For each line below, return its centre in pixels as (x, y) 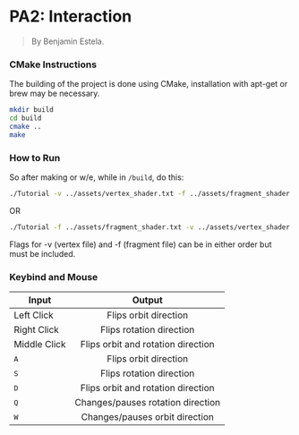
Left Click (34, 315)
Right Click (37, 330)
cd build (26, 118)
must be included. (43, 253)
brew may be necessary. (55, 94)
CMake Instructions (53, 64)
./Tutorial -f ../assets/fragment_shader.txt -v (102, 227)
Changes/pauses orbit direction (148, 417)
